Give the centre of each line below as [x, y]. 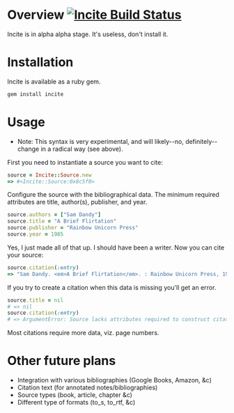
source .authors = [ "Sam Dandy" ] [54, 215]
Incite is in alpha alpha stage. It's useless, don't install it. [88, 34]
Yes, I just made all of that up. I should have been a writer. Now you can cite [116, 248]
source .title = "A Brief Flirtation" [62, 221]
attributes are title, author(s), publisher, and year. [77, 202]
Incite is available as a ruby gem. [54, 81]
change [28, 149]
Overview [36, 15]
